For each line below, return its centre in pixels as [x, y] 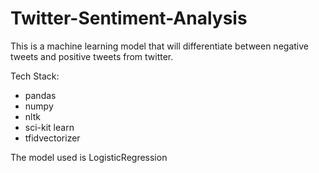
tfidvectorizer [52, 138]
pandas [40, 95]
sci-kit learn [49, 127]
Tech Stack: [35, 76]
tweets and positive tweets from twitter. [92, 56]
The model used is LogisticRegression [89, 157]
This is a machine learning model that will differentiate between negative [159, 46]
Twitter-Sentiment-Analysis [129, 18]
